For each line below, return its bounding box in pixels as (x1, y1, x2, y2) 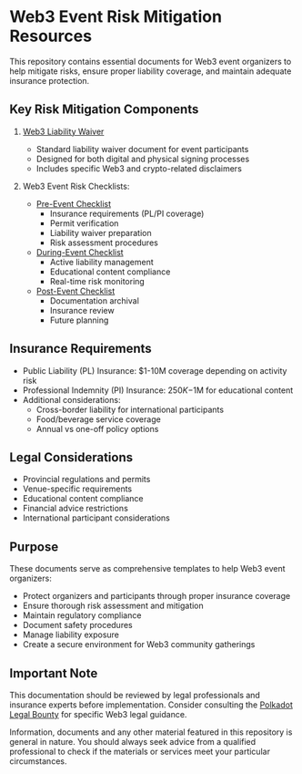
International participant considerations (22, 512, 170, 523)
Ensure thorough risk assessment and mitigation (22, 600, 205, 612)
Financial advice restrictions (22, 503, 129, 514)
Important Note (9, 666, 98, 681)
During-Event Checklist (35, 246, 125, 257)
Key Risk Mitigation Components (9, 102, 199, 118)
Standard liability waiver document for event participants (35, 143, 249, 154)
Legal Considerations (9, 449, 134, 465)
